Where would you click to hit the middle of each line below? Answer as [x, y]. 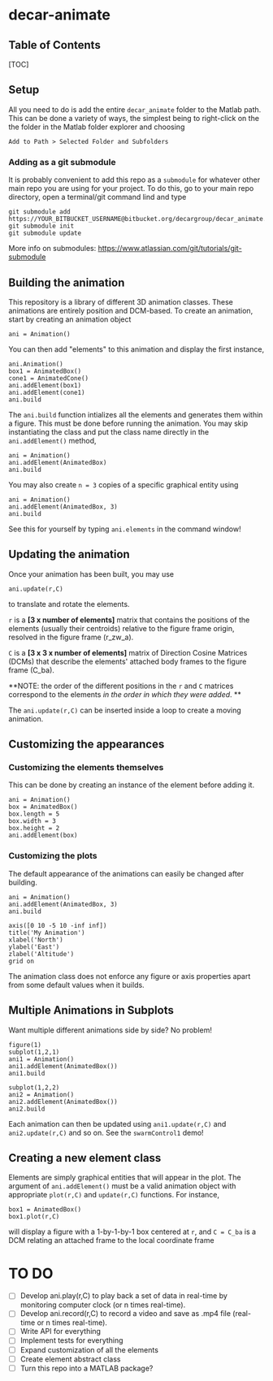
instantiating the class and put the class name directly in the [109, 431]
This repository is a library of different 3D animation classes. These [121, 301]
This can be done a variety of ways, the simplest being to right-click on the [134, 118]
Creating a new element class [85, 1158]
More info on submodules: [52, 249]
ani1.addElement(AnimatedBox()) [63, 1066]
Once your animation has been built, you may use [91, 574]
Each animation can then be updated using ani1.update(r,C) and [117, 1123]
